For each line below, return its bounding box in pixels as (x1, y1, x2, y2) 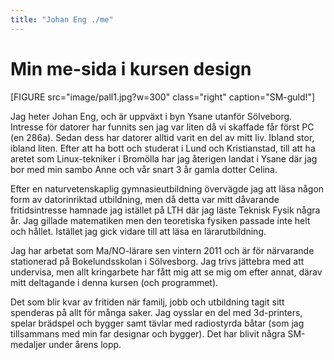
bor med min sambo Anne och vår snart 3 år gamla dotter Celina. (10, 163, 278, 175)
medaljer (10, 338, 47, 350)
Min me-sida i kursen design (10, 57, 252, 80)
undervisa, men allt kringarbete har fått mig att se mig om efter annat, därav (10, 266, 323, 278)
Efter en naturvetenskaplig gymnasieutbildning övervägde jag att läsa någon (10, 182, 325, 195)
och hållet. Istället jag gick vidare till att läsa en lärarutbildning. (10, 225, 267, 237)
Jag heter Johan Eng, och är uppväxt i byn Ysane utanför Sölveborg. (10, 110, 293, 122)
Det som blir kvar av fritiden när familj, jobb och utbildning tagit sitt (10, 296, 285, 308)
